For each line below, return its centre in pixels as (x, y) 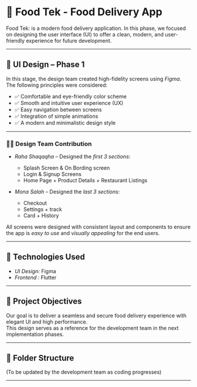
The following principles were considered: (57, 85)
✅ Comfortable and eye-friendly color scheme (71, 96)
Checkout (35, 203)
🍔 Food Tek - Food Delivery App (84, 12)
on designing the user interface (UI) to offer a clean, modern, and (85, 34)
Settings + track (43, 209)
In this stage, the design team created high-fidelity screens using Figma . (94, 79)
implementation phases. (35, 334)
